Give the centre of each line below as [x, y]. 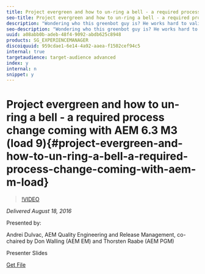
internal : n [21, 69]
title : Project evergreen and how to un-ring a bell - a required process [103, 12]
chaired [16, 241]
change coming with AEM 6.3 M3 [92, 130]
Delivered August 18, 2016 [39, 211]
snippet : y [20, 74]
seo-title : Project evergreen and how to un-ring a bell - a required [98, 18]
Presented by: [24, 223]
